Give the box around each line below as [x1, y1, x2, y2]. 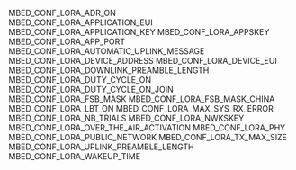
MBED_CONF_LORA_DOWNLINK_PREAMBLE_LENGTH [8, 65, 210, 76]
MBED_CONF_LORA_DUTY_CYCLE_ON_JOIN [8, 85, 174, 94]
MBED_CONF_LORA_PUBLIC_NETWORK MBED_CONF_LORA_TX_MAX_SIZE [8, 132, 287, 142]
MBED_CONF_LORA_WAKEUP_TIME [8, 151, 141, 161]
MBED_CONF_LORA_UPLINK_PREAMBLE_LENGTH [8, 141, 194, 152]
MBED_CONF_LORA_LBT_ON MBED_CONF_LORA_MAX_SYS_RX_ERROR [8, 103, 274, 113]
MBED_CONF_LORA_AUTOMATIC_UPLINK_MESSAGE [8, 46, 205, 57]
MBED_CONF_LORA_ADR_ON [8, 8, 116, 18]
